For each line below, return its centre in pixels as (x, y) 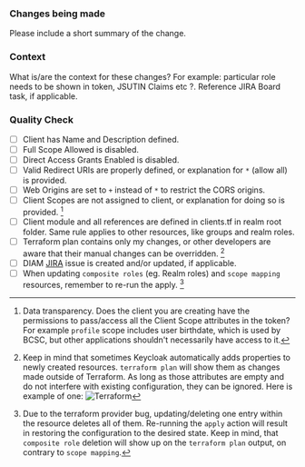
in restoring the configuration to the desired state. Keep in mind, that (150, 433)
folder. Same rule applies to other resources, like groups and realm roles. (158, 232)
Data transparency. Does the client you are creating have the (136, 311)
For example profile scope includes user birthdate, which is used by (152, 331)
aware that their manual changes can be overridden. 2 (123, 253)
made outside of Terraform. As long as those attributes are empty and (153, 377)
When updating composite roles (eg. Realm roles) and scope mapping (151, 273)
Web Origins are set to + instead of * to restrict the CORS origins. (144, 190)
